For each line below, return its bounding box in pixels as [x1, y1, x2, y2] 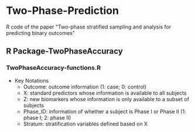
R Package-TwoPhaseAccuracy [6, 47, 123, 56]
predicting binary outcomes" [6, 29, 75, 36]
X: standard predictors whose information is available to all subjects [23, 89, 187, 97]
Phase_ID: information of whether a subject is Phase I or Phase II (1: [23, 108, 186, 115]
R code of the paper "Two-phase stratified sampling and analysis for [6, 23, 172, 30]
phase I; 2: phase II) [23, 114, 71, 121]
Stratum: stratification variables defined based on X [23, 120, 148, 127]
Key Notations [14, 77, 49, 84]
